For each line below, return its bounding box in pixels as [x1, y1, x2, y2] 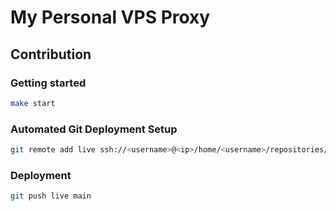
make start [10, 98, 56, 108]
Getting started [10, 76, 87, 90]
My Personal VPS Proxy [10, 6, 211, 29]
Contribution [10, 46, 92, 63]
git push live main [10, 191, 92, 201]
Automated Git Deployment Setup [10, 122, 178, 136]
